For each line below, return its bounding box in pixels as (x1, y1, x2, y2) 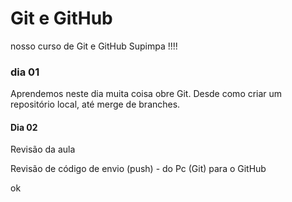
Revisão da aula (10, 143, 76, 156)
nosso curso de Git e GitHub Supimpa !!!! (10, 40, 178, 52)
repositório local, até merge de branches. (10, 98, 181, 111)
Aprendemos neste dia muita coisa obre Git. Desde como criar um (10, 88, 283, 100)
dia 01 (10, 65, 40, 79)
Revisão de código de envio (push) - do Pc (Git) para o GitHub (10, 163, 267, 175)
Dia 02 (10, 121, 38, 133)
